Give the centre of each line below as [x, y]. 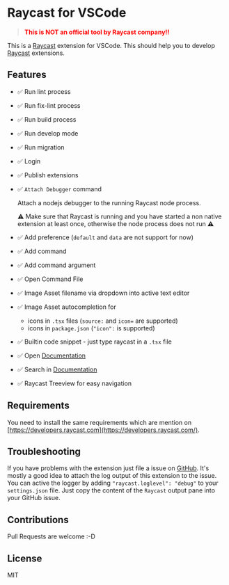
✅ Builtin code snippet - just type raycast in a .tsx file [94, 342]
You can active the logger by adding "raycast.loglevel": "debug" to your [113, 483]
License [25, 558]
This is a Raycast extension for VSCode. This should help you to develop [111, 45]
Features [27, 75]
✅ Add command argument [56, 265]
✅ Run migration [41, 147]
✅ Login [29, 161]
